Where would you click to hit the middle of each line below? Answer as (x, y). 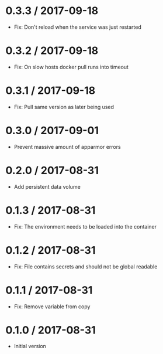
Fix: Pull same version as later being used (64, 107)
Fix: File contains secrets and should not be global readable (86, 266)
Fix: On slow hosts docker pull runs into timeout (71, 67)
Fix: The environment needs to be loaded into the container (85, 226)
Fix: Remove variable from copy (52, 307)
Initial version (30, 346)
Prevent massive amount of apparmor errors (67, 147)
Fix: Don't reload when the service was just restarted (77, 27)
